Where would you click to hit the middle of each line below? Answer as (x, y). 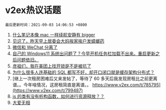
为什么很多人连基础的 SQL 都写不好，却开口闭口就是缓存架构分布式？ (83, 72)
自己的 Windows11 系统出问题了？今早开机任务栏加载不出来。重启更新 (84, 53)
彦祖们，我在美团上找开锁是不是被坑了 (52, 66)
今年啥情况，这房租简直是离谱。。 (57, 84)
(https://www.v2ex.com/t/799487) (48, 90)
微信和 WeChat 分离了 (35, 47)
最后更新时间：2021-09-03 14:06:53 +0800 (46, 25)
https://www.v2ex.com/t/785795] (126, 84)
